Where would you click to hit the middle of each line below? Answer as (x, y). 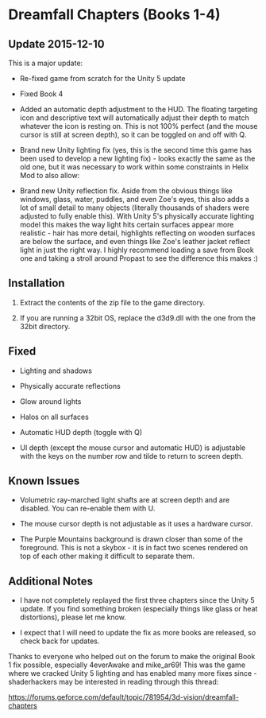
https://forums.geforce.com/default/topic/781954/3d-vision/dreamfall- (124, 697)
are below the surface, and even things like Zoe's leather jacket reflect (135, 241)
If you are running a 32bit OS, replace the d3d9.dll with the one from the (138, 318)
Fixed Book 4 (41, 94)
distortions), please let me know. (73, 617)
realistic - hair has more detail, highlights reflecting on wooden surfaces (137, 233)
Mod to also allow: (50, 175)
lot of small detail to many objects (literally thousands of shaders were (135, 208)
